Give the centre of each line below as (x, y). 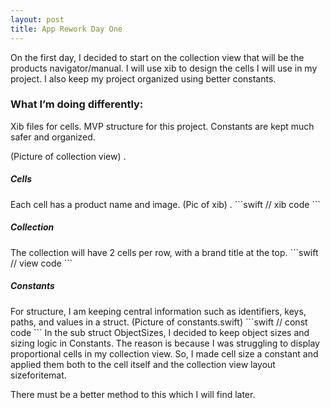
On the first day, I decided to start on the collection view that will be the (157, 57)
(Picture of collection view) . (68, 156)
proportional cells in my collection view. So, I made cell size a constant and (164, 353)
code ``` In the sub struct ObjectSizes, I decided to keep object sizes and (160, 332)
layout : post (37, 19)
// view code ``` (41, 263)
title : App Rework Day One (66, 29)
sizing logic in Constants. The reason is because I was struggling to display (165, 343)
